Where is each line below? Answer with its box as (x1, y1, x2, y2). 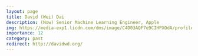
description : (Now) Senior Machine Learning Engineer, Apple (6, 19, 160, 25)
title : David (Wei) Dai (6, 14, 65, 20)
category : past (6, 36, 44, 41)
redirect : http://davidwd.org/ (6, 41, 83, 47)
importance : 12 (6, 30, 44, 36)
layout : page (6, 8, 38, 15)
